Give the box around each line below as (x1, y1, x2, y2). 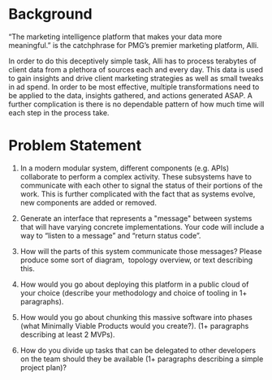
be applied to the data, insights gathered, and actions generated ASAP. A (8, 90, 253, 100)
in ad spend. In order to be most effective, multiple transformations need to (8, 82, 260, 92)
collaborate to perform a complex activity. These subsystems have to (19, 171, 252, 181)
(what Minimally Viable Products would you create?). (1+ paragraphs (19, 321, 249, 330)
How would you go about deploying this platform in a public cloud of (19, 279, 249, 289)
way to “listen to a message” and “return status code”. (19, 231, 201, 240)
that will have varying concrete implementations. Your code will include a (19, 222, 265, 231)
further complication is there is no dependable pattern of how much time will (8, 99, 265, 109)
